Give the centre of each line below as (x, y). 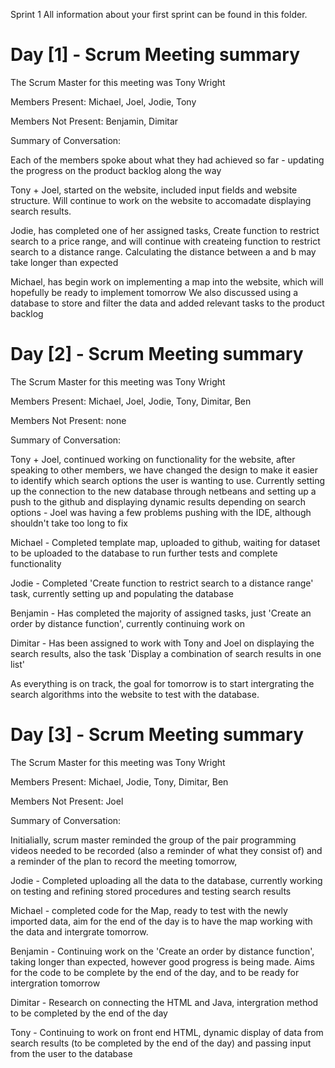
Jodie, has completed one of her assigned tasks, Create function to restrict (165, 230)
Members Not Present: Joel (67, 801)
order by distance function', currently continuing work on (127, 623)
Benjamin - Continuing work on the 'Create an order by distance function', (162, 951)
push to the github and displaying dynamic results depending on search (158, 501)
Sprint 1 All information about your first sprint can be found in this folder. (159, 14)
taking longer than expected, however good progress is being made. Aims (162, 961)
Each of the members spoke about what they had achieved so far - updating (167, 160)
